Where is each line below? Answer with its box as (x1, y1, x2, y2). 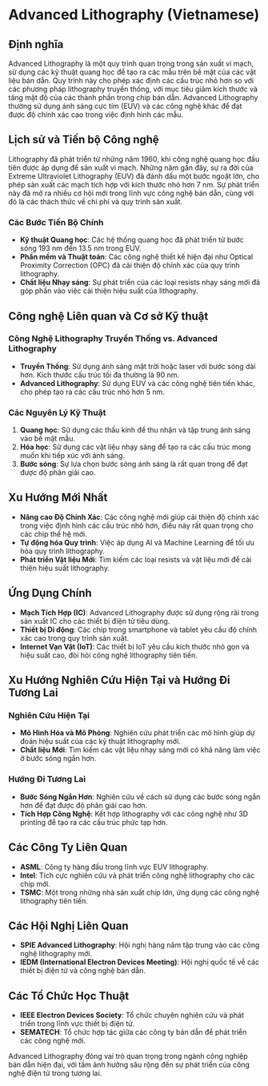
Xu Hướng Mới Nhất (8, 491, 108, 505)
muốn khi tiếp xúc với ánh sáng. (19, 451, 126, 461)
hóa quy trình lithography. (19, 546, 106, 556)
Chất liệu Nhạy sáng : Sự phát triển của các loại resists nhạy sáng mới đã (19, 278, 261, 288)
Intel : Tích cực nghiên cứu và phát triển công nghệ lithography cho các (19, 871, 255, 880)
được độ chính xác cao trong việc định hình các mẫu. (8, 110, 184, 119)
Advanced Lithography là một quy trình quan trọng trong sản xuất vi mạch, (8, 58, 254, 68)
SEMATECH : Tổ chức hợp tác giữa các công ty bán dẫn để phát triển (19, 1028, 247, 1037)
